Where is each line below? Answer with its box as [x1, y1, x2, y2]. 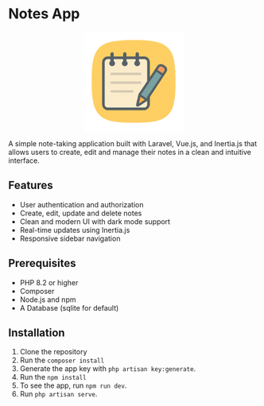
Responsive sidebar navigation [19, 234, 121, 243]
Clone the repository [19, 347, 87, 357]
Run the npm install [19, 373, 87, 382]
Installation [8, 326, 65, 339]
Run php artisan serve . [19, 389, 98, 399]
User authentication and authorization [19, 199, 145, 209]
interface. [8, 156, 40, 165]
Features [8, 179, 53, 192]
